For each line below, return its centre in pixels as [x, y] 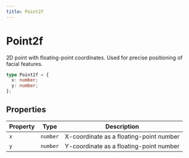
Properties [26, 110]
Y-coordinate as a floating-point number [122, 146]
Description [122, 127]
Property [22, 127]
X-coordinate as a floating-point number [122, 136]
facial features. [24, 64]
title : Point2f [25, 12]
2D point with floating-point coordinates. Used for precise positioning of [94, 58]
